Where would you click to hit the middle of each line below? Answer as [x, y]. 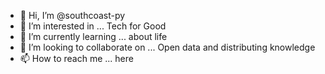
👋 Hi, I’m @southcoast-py [72, 15]
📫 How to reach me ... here [76, 58]
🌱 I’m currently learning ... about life [93, 36]
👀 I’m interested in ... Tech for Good [93, 26]
